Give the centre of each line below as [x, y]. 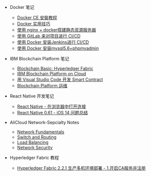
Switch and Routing [37, 137]
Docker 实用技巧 [34, 24]
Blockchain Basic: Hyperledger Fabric [55, 68]
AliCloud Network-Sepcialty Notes [44, 122]
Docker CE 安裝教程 [37, 18]
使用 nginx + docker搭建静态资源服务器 [57, 30]
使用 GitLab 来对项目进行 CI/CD [49, 36]
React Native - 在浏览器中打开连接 [51, 106]
